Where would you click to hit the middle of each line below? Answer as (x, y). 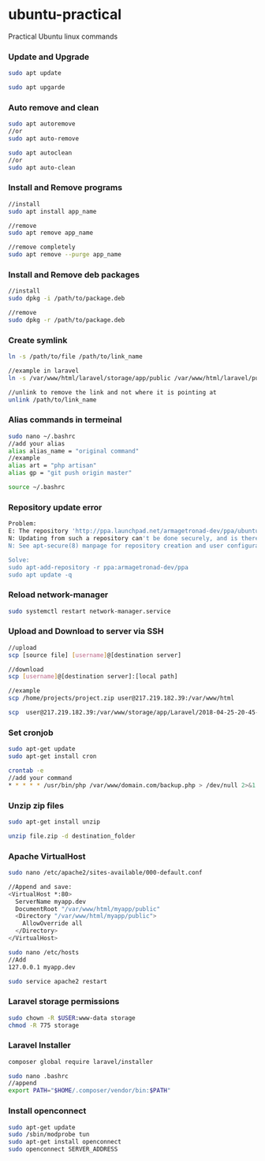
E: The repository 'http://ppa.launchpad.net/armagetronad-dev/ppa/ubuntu (134, 531)
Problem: (22, 524)
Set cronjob (31, 733)
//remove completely (42, 247)
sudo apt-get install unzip (54, 822)
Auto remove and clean (54, 107)
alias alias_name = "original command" (74, 451)
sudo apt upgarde (37, 88)
